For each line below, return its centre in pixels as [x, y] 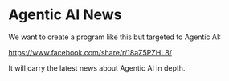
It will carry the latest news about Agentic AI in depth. [97, 68]
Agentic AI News [65, 15]
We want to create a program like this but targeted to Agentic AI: [115, 37]
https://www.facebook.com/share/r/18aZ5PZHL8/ [90, 52]
